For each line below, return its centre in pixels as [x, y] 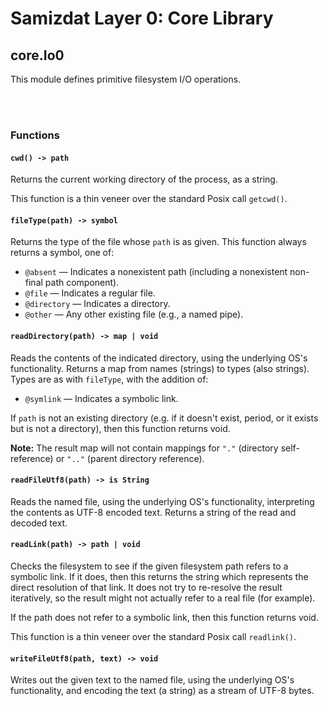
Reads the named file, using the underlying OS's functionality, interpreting [162, 501]
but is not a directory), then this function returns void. [120, 428]
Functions [35, 135]
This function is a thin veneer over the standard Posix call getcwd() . [149, 199]
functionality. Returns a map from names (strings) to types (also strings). [160, 368]
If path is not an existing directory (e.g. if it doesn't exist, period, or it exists [164, 418]
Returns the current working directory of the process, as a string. [144, 179]
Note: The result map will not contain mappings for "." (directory [144, 448]
